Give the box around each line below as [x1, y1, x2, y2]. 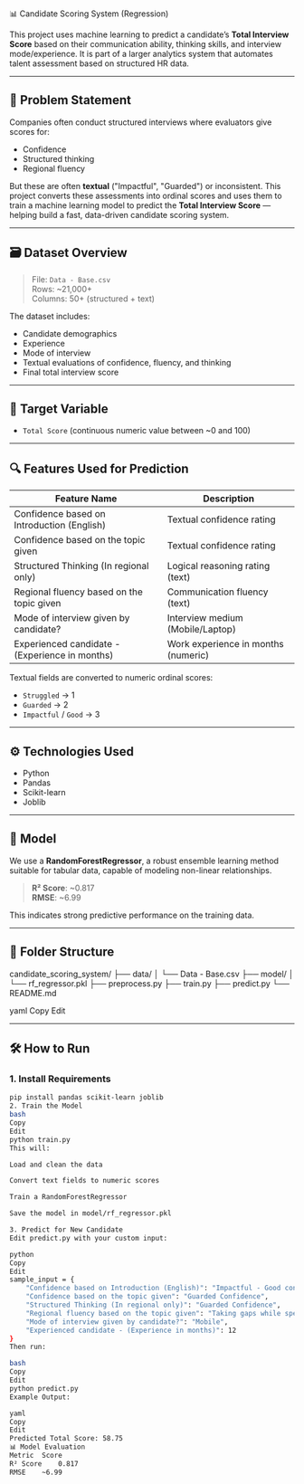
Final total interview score [22, 366, 119, 377]
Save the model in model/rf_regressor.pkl [9, 1209, 172, 1218]
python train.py [9, 1135, 71, 1144]
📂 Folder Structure [9, 945, 115, 960]
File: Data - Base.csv [31, 273, 111, 284]
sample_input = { [9, 1275, 75, 1284]
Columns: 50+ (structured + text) [31, 293, 156, 304]
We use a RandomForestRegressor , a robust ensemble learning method [9, 855, 279, 866]
